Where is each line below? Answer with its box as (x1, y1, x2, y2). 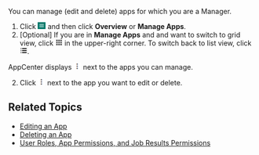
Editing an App (19, 121, 67, 131)
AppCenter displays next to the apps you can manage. (8, 63, 194, 71)
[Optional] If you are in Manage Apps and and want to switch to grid (19, 31, 241, 39)
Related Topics (8, 101, 82, 114)
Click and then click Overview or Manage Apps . (19, 22, 187, 31)
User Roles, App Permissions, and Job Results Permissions (19, 138, 211, 147)
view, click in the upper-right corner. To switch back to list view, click (19, 38, 252, 48)
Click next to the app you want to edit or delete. (19, 78, 183, 87)
